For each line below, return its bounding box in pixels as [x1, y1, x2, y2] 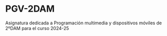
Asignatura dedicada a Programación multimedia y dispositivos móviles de [5, 20, 162, 26]
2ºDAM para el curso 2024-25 [5, 25, 69, 31]
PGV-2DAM [5, 3, 55, 15]
